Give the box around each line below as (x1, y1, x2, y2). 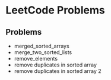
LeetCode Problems (5, 4, 105, 17)
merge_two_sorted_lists (14, 49, 72, 56)
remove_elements (14, 55, 58, 62)
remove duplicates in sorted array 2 (14, 68, 102, 74)
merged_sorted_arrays (14, 42, 69, 49)
